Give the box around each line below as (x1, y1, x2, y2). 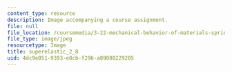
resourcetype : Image (7, 42, 67, 49)
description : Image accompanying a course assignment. (7, 16, 168, 23)
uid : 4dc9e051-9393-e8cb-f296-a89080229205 (7, 55, 135, 62)
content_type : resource (7, 10, 76, 17)
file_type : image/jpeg (7, 36, 72, 43)
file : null (7, 23, 39, 29)
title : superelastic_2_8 (7, 49, 79, 56)
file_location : (7, 29, 51, 36)
